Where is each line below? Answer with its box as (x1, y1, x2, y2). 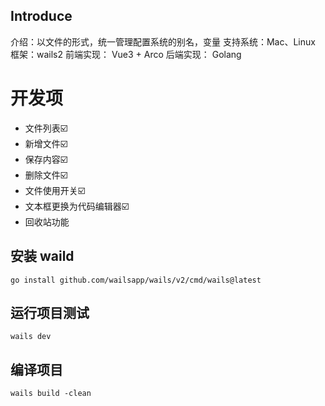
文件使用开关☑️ (24, 184, 86, 196)
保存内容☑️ (24, 153, 68, 165)
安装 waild (10, 248, 75, 265)
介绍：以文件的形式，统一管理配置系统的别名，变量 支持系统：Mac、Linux (10, 35, 316, 48)
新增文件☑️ (24, 137, 68, 149)
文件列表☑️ (24, 122, 68, 134)
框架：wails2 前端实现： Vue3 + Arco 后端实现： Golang (10, 48, 242, 60)
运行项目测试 (10, 304, 90, 321)
